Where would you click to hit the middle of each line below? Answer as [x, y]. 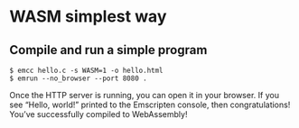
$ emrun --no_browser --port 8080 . [78, 78]
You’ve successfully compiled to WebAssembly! [98, 114]
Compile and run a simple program [108, 50]
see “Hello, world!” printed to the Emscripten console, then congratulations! [150, 105]
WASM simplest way [88, 17]
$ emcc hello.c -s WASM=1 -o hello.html [87, 70]
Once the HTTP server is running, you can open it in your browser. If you [145, 95]
